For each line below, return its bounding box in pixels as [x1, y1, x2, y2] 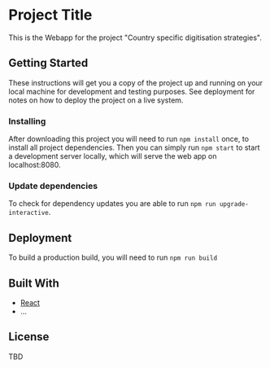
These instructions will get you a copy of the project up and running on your [8, 77, 263, 87]
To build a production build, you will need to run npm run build [8, 252, 218, 262]
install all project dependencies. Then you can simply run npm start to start [8, 142, 260, 152]
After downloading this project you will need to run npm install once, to [8, 134, 250, 144]
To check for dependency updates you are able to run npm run [8, 199, 216, 208]
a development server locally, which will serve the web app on [8, 151, 217, 161]
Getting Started [8, 56, 89, 70]
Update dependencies [8, 180, 98, 191]
